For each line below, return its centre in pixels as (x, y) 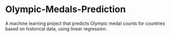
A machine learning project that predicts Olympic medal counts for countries (85, 23)
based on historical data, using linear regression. (56, 28)
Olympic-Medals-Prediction (65, 9)
